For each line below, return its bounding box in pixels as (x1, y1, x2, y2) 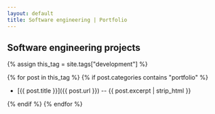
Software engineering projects (7, 42, 141, 54)
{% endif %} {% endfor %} (7, 100, 83, 109)
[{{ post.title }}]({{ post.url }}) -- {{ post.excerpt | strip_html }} (16, 87, 191, 95)
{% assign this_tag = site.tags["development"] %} (7, 60, 148, 69)
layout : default (7, 10, 54, 17)
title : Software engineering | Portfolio (7, 16, 128, 23)
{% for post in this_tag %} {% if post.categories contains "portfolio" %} (7, 73, 208, 82)
